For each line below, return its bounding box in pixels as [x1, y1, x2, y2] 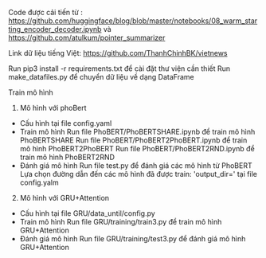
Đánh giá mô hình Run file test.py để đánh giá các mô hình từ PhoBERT [19, 161, 252, 170]
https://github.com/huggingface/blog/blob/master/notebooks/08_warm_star [8, 16, 258, 25]
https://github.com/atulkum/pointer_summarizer [8, 33, 166, 42]
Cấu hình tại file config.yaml [19, 119, 112, 127]
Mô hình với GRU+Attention [19, 193, 110, 202]
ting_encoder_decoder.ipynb [8, 25, 102, 33]
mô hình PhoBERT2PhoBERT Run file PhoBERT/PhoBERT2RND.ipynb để [19, 144, 255, 153]
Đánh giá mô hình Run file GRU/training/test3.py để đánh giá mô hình [19, 234, 246, 243]
